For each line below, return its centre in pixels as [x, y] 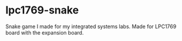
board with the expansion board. [45, 32]
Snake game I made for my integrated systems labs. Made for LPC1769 [91, 26]
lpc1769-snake [42, 10]
